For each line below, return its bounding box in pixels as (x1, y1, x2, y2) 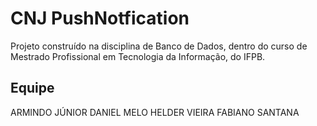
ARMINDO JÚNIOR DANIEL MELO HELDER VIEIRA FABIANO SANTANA (10, 106, 300, 118)
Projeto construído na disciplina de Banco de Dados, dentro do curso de (10, 40, 308, 52)
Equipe (10, 80, 55, 97)
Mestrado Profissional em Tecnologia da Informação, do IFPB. (10, 50, 266, 62)
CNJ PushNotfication (10, 7, 190, 30)
